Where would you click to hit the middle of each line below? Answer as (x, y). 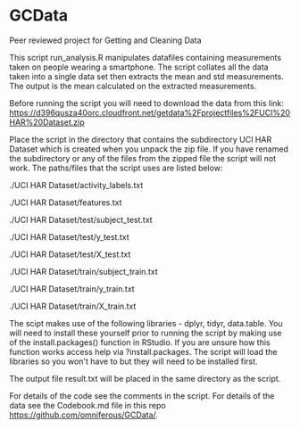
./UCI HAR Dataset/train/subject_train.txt (83, 271)
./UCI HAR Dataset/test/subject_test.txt (81, 219)
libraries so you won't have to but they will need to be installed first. (133, 361)
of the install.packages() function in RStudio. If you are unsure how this (140, 342)
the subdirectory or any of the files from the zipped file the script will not (143, 158)
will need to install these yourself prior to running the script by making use (146, 333)
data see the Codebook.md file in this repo (88, 405)
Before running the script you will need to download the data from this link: (146, 103)
